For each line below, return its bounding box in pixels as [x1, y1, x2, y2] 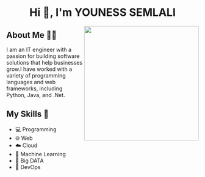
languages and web [6, 79, 56, 85]
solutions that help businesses [6, 59, 83, 66]
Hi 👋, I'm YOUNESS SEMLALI [29, 5, 176, 20]
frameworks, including [6, 85, 63, 92]
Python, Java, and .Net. [6, 92, 65, 98]
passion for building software [6, 52, 80, 60]
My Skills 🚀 [6, 109, 49, 120]
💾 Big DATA [15, 157, 44, 164]
